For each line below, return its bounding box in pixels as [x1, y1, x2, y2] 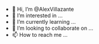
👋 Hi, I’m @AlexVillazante [11, 6, 74, 12]
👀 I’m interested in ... [11, 12, 63, 19]
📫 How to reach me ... [11, 32, 68, 38]
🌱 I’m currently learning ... [11, 18, 76, 25]
